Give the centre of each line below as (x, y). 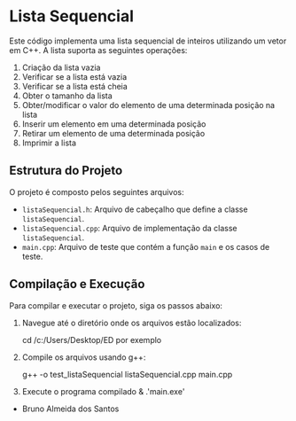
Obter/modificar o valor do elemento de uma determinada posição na (148, 105)
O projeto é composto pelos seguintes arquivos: (97, 191)
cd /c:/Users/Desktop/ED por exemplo (92, 339)
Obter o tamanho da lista (67, 96)
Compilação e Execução (77, 284)
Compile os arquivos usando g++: (84, 357)
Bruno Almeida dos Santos (70, 409)
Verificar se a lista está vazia (74, 76)
